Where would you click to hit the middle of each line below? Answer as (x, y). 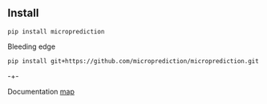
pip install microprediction (56, 31)
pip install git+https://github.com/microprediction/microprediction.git (133, 61)
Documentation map (41, 91)
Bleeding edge (32, 46)
